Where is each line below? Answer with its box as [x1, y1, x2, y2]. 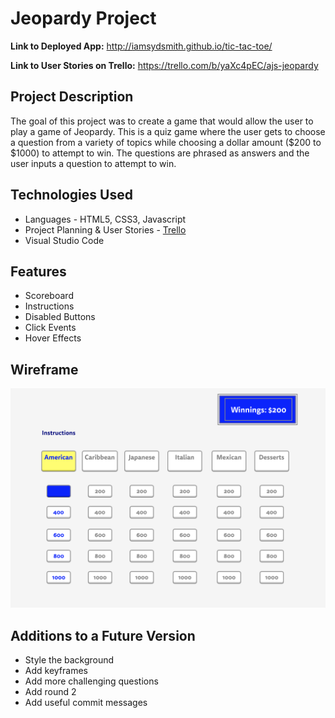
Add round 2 [24, 685, 77, 697]
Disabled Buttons [24, 311, 96, 323]
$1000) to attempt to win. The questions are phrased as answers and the [10, 147, 310, 159]
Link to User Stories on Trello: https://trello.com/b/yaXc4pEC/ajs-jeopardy [10, 59, 319, 71]
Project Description [10, 88, 134, 106]
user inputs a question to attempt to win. [10, 157, 177, 169]
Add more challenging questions [24, 675, 159, 687]
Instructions [24, 300, 75, 312]
